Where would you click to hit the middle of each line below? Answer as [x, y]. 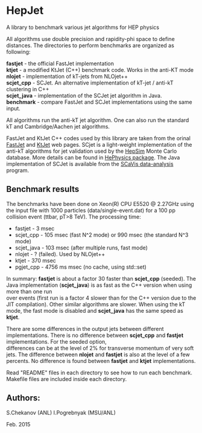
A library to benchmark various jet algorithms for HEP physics [83, 27]
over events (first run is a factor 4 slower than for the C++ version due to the [101, 298]
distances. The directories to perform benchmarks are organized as [90, 45]
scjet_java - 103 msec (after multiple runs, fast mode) [81, 248]
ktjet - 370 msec [35, 260]
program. [18, 170]
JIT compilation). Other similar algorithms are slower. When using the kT [96, 304]
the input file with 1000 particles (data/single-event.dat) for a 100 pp [91, 210]
